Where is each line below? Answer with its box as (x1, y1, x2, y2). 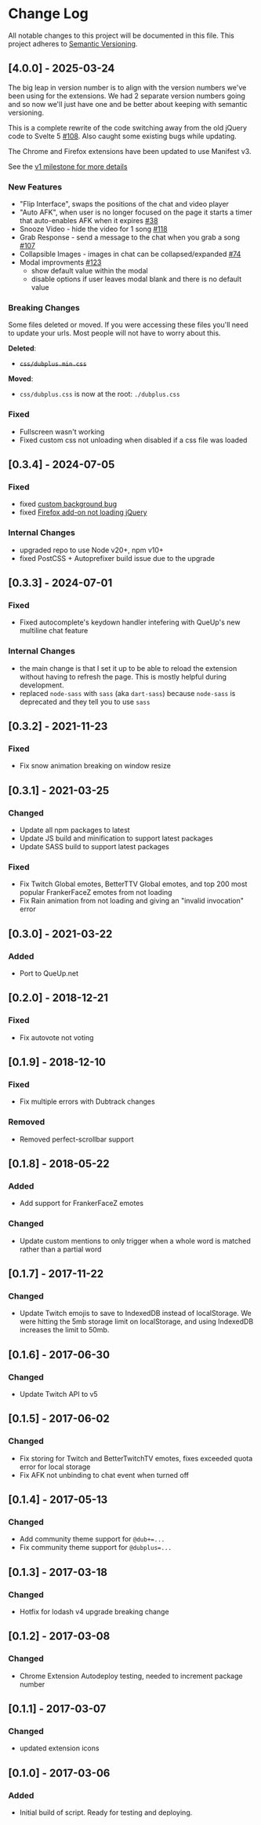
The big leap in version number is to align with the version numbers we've (8, 82, 247, 92)
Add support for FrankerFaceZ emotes (19, 1199, 143, 1208)
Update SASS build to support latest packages (19, 841, 170, 851)
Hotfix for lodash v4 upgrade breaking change (19, 1607, 170, 1617)
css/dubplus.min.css (19, 361, 87, 368)
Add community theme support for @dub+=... (19, 1534, 165, 1544)
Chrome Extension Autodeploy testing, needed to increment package (19, 1671, 243, 1680)
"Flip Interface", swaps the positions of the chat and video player (19, 200, 230, 209)
